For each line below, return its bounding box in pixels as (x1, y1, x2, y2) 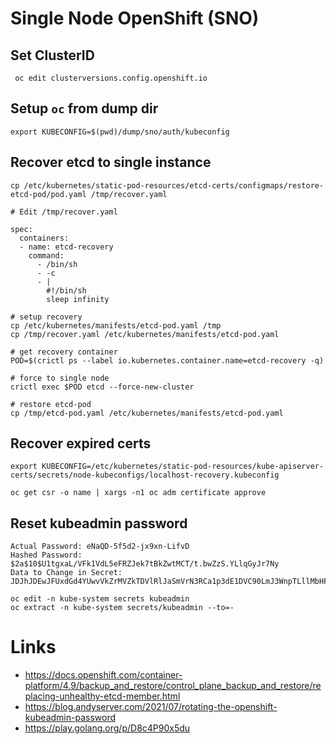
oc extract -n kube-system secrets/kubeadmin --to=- (10, 603, 235, 613)
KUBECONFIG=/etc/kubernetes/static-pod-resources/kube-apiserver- (41, 462, 325, 472)
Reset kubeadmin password (10, 515, 188, 532)
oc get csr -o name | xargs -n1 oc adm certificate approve (10, 488, 267, 498)
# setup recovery (10, 312, 83, 322)
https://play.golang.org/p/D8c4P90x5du (24, 722, 191, 734)
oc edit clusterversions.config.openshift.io (14, 73, 208, 83)
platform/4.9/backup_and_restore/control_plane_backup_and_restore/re (24, 680, 322, 692)
